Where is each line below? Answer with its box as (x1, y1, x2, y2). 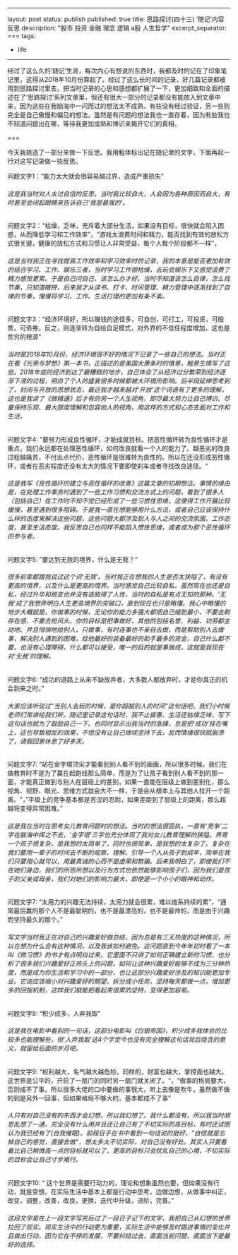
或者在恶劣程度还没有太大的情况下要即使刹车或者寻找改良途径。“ (19, 462, 208, 470)
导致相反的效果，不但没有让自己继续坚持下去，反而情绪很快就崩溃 (31, 728, 224, 736)
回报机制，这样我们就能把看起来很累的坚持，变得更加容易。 (19, 986, 193, 995)
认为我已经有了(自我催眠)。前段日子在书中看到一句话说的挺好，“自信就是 (7, 1129, 219, 1137)
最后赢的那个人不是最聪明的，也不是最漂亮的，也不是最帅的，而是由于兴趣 (13, 906, 230, 915)
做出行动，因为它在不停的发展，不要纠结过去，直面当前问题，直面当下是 (13, 1231, 224, 1239)
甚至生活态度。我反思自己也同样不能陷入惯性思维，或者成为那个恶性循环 (19, 523, 230, 532)
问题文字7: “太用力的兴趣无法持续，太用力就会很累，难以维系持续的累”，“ (7, 898, 220, 906)
